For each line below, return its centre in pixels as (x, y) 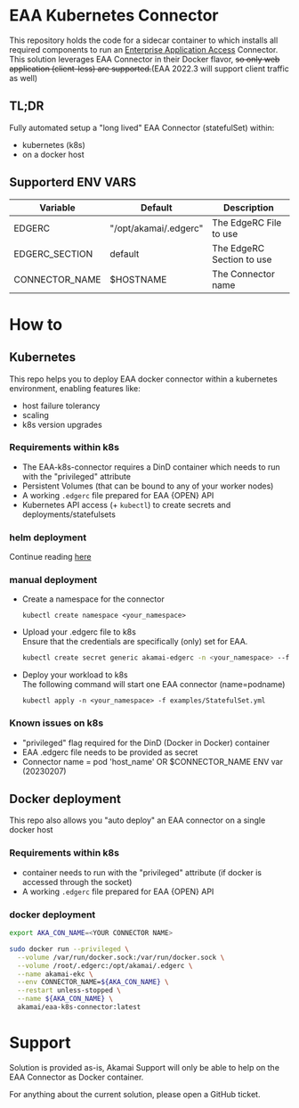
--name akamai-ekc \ (55, 974)
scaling (35, 414)
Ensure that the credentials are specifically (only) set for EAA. (135, 642)
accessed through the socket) (77, 882)
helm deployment (48, 538)
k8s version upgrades (62, 424)
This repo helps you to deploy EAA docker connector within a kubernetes (143, 379)
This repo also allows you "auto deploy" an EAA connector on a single (137, 820)
